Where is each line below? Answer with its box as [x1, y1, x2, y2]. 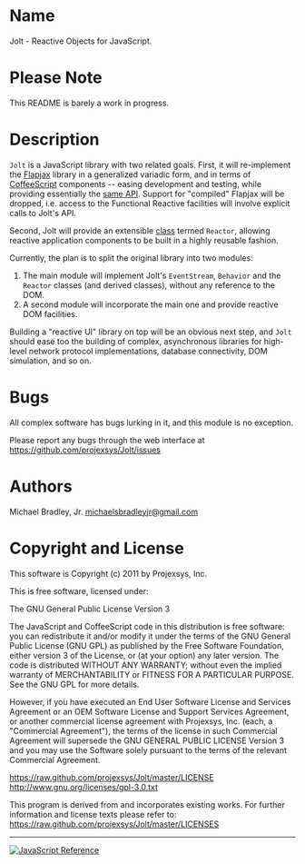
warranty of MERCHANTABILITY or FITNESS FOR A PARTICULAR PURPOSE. [9, 669, 295, 680]
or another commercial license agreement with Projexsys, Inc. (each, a [9, 715, 273, 727]
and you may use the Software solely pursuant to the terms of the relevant [9, 744, 288, 755]
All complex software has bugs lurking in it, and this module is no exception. [9, 417, 294, 428]
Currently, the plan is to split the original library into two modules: [9, 252, 254, 263]
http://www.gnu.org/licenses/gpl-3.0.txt [9, 781, 159, 792]
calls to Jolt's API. [9, 207, 77, 218]
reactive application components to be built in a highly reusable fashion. [9, 234, 279, 245]
